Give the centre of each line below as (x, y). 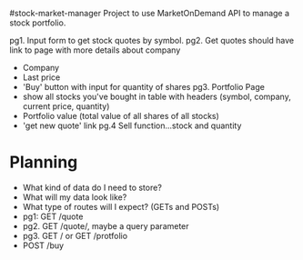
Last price (41, 77)
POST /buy (43, 245)
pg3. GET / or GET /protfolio (75, 235)
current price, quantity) (66, 106)
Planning (44, 162)
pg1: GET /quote (53, 216)
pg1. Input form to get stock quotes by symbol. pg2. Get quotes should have (152, 40)
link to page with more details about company (95, 50)
